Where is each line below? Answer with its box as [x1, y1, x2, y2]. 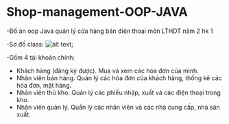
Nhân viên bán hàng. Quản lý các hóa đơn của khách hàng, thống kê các [16, 73, 222, 82]
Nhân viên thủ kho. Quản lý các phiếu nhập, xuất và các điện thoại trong [16, 88, 221, 97]
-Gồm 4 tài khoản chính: [6, 53, 75, 62]
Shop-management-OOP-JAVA [6, 4, 188, 20]
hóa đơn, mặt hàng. [16, 81, 72, 89]
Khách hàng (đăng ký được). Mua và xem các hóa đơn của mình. [16, 66, 200, 75]
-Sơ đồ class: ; [6, 40, 73, 48]
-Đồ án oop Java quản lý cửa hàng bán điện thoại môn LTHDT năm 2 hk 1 [6, 27, 213, 35]
